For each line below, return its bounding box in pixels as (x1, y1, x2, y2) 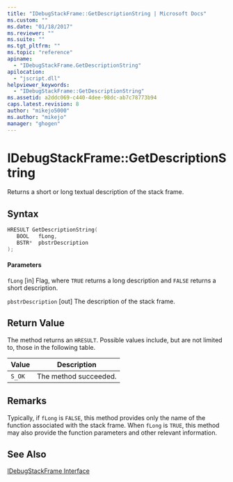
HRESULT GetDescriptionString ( (7, 227, 98, 234)
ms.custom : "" (7, 17, 49, 24)
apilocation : (7, 68, 45, 75)
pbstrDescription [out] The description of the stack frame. (7, 297, 175, 305)
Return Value (7, 317, 65, 329)
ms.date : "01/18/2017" (7, 23, 73, 30)
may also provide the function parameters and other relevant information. (7, 428, 218, 437)
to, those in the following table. (7, 343, 96, 351)
